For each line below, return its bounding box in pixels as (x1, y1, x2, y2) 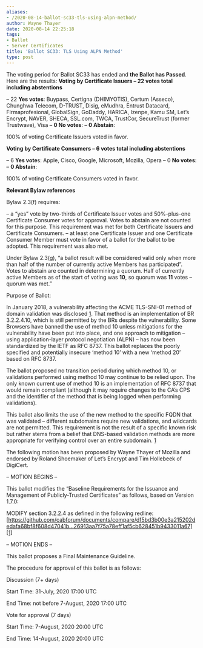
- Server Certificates (6, 43, 64, 49)
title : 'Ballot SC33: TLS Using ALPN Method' (6, 49, 123, 55)
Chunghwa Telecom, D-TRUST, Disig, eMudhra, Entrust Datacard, (6, 101, 170, 109)
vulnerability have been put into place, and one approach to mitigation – (6, 329, 185, 336)
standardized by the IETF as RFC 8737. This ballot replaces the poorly (6, 342, 180, 349)
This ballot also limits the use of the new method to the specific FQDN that (6, 411, 192, 418)
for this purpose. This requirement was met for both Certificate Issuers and (6, 223, 194, 230)
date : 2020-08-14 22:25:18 (6, 26, 75, 32)
